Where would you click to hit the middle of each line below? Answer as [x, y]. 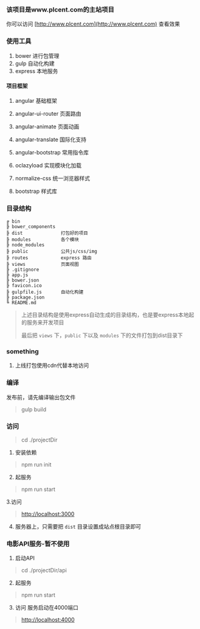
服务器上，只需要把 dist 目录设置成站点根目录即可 [78, 526]
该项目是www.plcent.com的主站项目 [60, 9]
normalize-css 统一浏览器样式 [52, 178]
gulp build [34, 409]
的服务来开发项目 [43, 322]
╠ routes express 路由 [49, 258]
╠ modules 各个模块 [43, 240]
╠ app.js [17, 275]
